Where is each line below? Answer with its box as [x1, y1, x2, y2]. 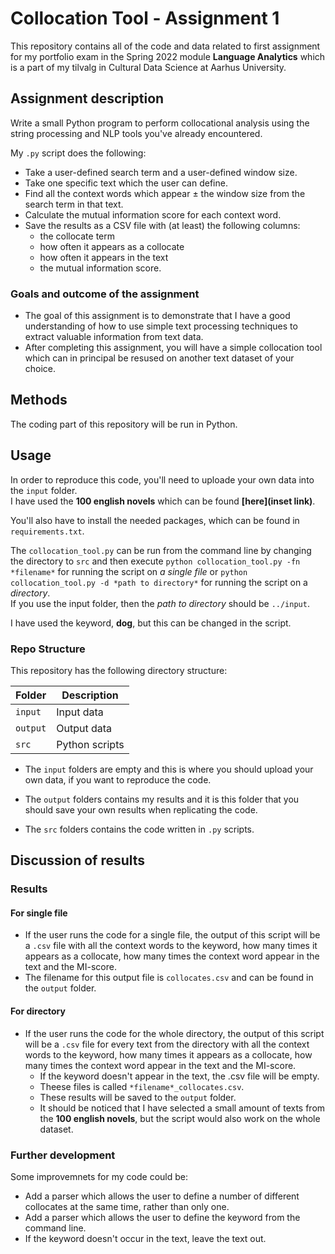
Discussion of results [10, 852, 146, 869]
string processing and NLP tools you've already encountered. [10, 127, 263, 139]
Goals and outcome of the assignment [10, 287, 200, 301]
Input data [56, 705, 104, 719]
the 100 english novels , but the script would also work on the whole [39, 1112, 321, 1124]
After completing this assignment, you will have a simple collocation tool [24, 342, 323, 354]
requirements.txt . [10, 525, 85, 537]
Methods [10, 392, 68, 409]
